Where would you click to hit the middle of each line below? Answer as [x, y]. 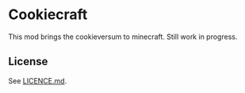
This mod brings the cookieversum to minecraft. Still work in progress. [123, 37]
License [28, 62]
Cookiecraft [48, 15]
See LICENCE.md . [38, 80]
